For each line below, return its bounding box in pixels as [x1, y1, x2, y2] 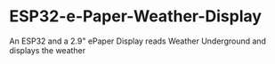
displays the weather [9, 44, 86, 55]
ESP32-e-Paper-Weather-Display [9, 6, 263, 27]
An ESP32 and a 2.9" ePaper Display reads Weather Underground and [9, 36, 267, 46]
